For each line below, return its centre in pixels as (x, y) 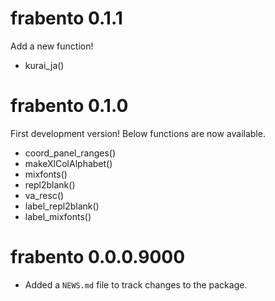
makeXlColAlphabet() (68, 163)
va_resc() (44, 195)
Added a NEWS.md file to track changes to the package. (136, 284)
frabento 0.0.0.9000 (98, 257)
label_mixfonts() (58, 216)
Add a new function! (52, 46)
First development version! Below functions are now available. (138, 133)
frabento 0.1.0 (69, 106)
